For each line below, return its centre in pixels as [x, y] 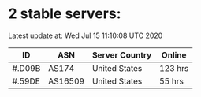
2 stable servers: [65, 14]
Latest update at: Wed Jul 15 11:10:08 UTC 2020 [86, 35]
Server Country [122, 54]
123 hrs [174, 68]
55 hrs [171, 81]
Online [174, 54]
